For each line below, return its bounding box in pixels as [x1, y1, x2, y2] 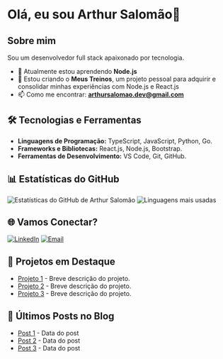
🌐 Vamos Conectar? [7, 216, 98, 228]
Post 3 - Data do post [17, 344, 81, 353]
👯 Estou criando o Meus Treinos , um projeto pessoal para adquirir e [17, 74, 216, 83]
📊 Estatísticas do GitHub [7, 173, 120, 185]
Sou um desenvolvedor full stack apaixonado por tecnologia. [7, 53, 185, 62]
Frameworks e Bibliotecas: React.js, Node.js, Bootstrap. [17, 144, 183, 153]
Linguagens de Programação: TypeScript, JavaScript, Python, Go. [17, 136, 212, 145]
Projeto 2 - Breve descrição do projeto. [17, 282, 132, 290]
